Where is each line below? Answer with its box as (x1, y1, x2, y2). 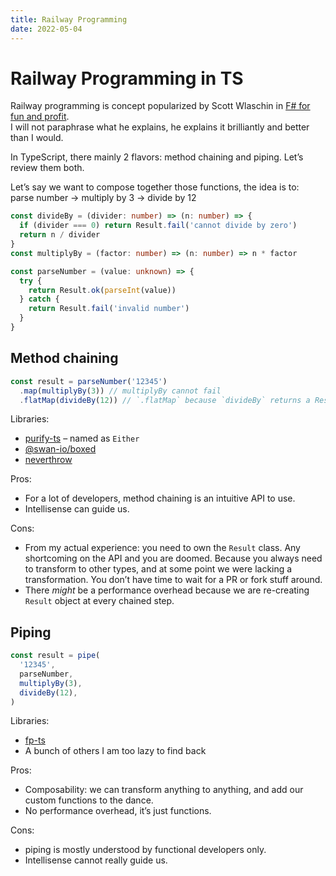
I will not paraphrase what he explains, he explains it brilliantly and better (10, 121, 310, 133)
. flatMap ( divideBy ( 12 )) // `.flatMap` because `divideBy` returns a (19, 395, 311, 405)
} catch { (19, 294, 60, 305)
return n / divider (19, 230, 101, 240)
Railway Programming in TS (10, 67, 244, 90)
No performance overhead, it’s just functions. (24, 805, 212, 817)
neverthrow (24, 454, 73, 466)
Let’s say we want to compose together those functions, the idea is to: (10, 181, 300, 193)
